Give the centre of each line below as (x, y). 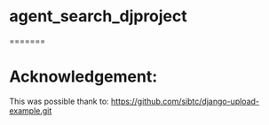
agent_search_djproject (99, 16)
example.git (31, 110)
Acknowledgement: (83, 77)
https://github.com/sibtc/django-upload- (185, 101)
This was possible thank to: (59, 101)
